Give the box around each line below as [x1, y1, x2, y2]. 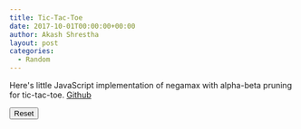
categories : [9, 47, 54, 56]
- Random [17, 55, 51, 64]
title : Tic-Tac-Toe [9, 13, 83, 23]
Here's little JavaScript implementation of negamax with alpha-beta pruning [9, 80, 293, 90]
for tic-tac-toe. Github [9, 89, 92, 100]
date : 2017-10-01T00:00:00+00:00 [9, 22, 136, 31]
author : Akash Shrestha [9, 30, 100, 39]
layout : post [9, 38, 59, 48]
